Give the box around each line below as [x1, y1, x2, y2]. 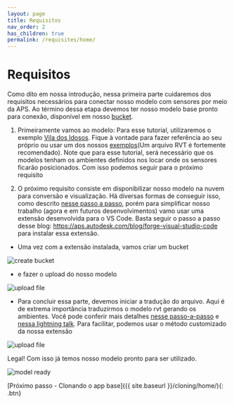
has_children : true [7, 30, 65, 37]
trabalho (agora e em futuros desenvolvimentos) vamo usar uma [17, 207, 204, 215]
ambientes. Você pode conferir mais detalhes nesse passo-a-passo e [17, 312, 219, 320]
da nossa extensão [17, 327, 72, 336]
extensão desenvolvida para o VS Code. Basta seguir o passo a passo [17, 214, 221, 223]
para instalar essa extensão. [17, 229, 100, 237]
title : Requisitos [7, 17, 61, 24]
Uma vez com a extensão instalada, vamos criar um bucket [17, 243, 189, 252]
